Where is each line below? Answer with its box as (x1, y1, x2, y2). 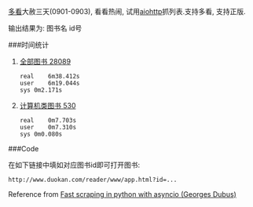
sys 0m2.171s (19, 86, 63, 94)
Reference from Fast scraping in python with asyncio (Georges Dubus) (8, 190, 237, 198)
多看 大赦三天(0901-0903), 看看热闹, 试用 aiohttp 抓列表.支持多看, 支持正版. (8, 7, 246, 16)
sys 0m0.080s (19, 130, 63, 138)
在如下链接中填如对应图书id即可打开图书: (8, 160, 140, 169)
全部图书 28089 (19, 57, 71, 66)
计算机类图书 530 (19, 101, 76, 110)
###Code (8, 144, 39, 153)
